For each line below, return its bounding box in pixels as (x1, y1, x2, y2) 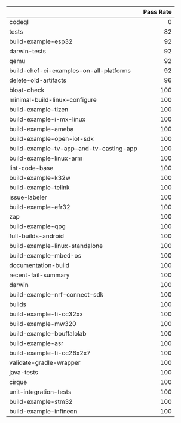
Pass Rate (143, 8, 172, 16)
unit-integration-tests (9, 388, 72, 396)
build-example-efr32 (9, 203, 70, 211)
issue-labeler (9, 193, 48, 201)
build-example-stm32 (9, 398, 73, 406)
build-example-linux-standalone (9, 242, 103, 250)
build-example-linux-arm (9, 154, 83, 162)
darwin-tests (9, 47, 47, 55)
